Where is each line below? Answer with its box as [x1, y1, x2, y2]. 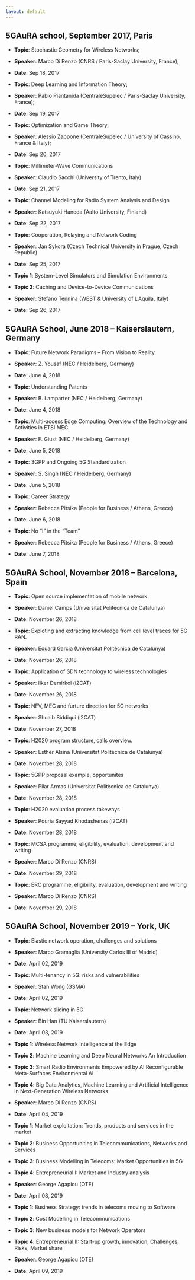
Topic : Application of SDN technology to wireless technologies [14, 668, 167, 675]
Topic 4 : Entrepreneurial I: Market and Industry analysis [14, 1169, 150, 1176]
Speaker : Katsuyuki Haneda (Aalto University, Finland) [14, 208, 147, 215]
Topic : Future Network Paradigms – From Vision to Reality [14, 349, 155, 356]
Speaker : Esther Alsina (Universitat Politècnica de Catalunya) [14, 749, 164, 756]
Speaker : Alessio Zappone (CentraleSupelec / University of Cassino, [14, 133, 181, 140]
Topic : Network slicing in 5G [14, 1006, 84, 1013]
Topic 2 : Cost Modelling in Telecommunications [14, 1215, 131, 1222]
